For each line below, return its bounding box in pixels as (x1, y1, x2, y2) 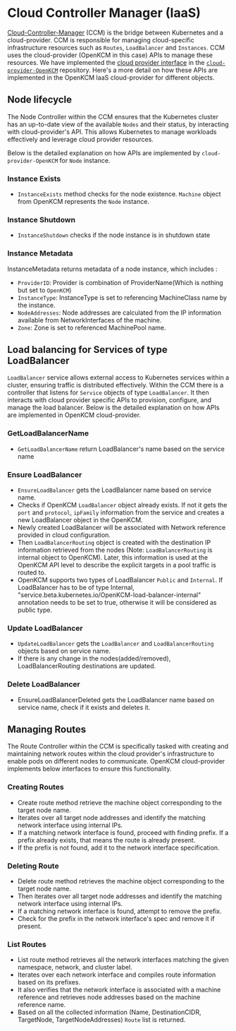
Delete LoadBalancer (7, 680, 80, 689)
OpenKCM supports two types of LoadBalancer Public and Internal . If (17, 576, 223, 584)
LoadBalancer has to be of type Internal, (17, 584, 135, 592)
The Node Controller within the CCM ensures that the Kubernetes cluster (7, 112, 218, 121)
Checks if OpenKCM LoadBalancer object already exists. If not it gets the (17, 501, 228, 510)
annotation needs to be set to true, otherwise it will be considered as (17, 598, 217, 607)
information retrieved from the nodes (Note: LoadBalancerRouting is (17, 545, 213, 555)
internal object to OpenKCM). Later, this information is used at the (17, 553, 209, 562)
